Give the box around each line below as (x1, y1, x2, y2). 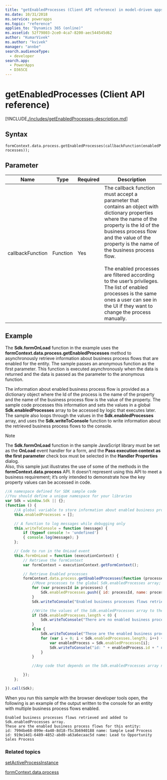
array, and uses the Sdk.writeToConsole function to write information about (5, 418, 161, 424)
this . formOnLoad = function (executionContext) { (14, 553, 119, 558)
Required (78, 176, 100, 183)
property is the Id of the (104, 222, 160, 229)
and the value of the (104, 234, 151, 241)
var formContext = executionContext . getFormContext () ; (23, 562, 139, 567)
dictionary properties (104, 209, 154, 216)
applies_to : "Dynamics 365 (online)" (5, 26, 83, 31)
